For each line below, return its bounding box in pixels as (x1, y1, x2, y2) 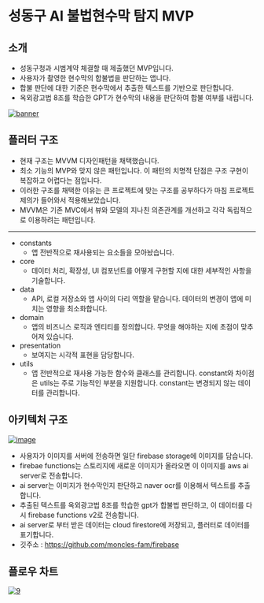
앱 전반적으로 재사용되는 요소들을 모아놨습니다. (31, 248, 174, 257)
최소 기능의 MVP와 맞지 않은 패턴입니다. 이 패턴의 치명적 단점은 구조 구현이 (19, 166, 249, 175)
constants (19, 238, 53, 248)
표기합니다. (19, 530, 54, 539)
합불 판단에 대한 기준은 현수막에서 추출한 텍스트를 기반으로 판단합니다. (19, 84, 234, 92)
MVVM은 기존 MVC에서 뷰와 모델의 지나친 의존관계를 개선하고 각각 (19, 205, 225, 214)
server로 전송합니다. (19, 471, 83, 480)
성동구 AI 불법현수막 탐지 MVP (8, 7, 195, 25)
